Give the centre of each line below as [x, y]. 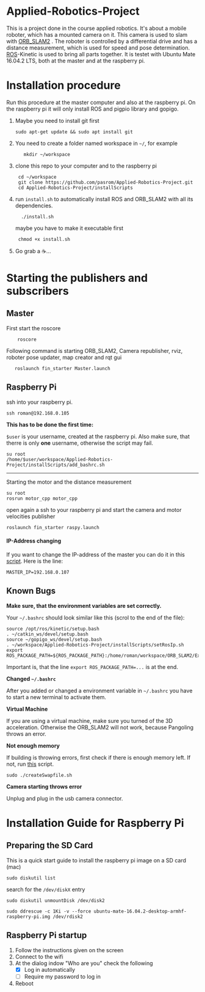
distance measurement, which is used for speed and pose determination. [98, 48]
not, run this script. [30, 764]
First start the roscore [34, 328]
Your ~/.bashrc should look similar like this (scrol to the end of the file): [95, 617]
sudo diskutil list [31, 878]
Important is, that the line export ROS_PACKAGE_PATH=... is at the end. [92, 667]
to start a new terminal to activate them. [56, 697]
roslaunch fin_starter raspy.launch [53, 527]
